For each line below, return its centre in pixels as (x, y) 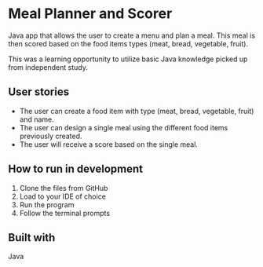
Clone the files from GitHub (64, 188)
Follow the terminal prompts (65, 213)
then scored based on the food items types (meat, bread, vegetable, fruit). (128, 43)
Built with (32, 238)
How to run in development (76, 169)
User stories (38, 92)
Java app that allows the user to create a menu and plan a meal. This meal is (132, 35)
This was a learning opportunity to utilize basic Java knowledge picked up (128, 59)
